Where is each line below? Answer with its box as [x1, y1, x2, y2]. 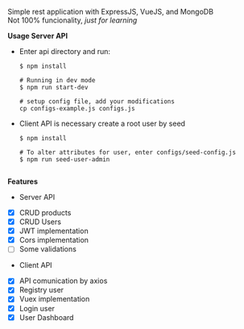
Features [7, 177, 38, 186]
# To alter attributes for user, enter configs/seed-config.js [19, 148, 237, 156]
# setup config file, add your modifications [19, 98, 175, 106]
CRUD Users [19, 217, 62, 227]
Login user [19, 303, 56, 313]
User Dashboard [19, 312, 74, 322]
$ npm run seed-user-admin [19, 156, 110, 164]
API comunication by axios [19, 276, 108, 285]
